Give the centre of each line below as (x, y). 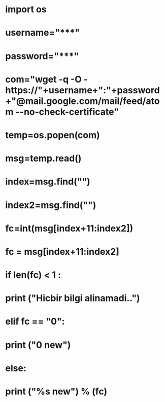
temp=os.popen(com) (53, 135)
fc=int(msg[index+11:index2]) (69, 228)
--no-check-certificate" (67, 112)
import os (26, 9)
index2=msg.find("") (51, 205)
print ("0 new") (38, 345)
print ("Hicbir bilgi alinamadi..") (73, 298)
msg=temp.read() (43, 158)
